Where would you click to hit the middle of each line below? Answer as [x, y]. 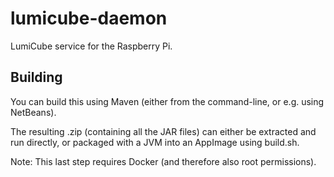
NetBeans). [33, 112]
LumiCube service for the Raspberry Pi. [91, 46]
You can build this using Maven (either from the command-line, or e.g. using [167, 101]
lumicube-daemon [89, 18]
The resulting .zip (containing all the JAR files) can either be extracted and [163, 131]
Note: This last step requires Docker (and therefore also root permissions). [163, 161]
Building [36, 77]
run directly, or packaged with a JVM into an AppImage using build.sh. [155, 142]
